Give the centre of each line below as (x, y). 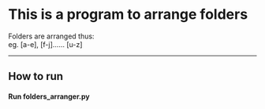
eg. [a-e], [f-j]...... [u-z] (45, 44)
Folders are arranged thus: (51, 36)
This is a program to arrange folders (128, 15)
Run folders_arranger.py (49, 96)
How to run (36, 76)
